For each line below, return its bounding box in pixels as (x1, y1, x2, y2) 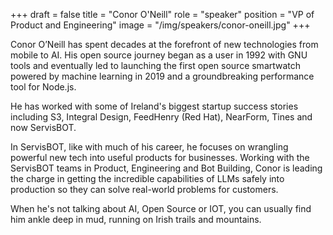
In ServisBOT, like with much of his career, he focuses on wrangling (10, 141, 289, 153)
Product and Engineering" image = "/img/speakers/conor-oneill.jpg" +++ (10, 19, 311, 31)
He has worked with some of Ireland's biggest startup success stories (10, 100, 299, 112)
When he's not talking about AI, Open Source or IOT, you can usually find (10, 203, 312, 214)
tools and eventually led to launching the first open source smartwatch (10, 60, 302, 71)
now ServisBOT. (10, 122, 77, 133)
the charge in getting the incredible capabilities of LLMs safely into (10, 173, 285, 184)
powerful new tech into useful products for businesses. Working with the (10, 152, 310, 163)
